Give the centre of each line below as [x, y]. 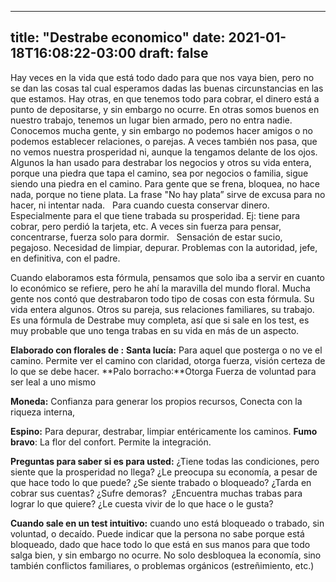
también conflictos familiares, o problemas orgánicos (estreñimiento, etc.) [162, 565]
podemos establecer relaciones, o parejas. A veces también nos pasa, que [164, 141]
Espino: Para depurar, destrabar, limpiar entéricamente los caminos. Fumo [164, 431]
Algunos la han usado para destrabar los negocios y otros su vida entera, [161, 162]
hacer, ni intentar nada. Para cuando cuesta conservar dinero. [140, 205]
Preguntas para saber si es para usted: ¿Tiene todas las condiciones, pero [165, 461]
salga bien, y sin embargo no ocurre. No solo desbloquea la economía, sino [166, 555]
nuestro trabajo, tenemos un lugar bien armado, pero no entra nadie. [151, 120]
